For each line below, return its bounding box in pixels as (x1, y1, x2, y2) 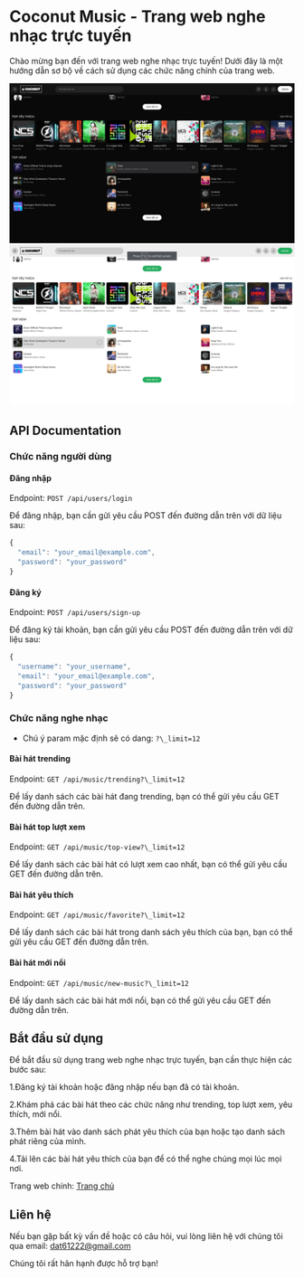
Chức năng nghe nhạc (9, 712, 109, 724)
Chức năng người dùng (9, 450, 112, 463)
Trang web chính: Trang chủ (9, 1180, 115, 1191)
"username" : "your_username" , (17, 662, 131, 671)
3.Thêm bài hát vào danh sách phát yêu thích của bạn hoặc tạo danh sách (9, 1126, 285, 1137)
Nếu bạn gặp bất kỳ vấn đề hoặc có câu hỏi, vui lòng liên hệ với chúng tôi (9, 1231, 283, 1242)
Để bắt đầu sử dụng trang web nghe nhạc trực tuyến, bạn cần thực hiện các (9, 1055, 292, 1065)
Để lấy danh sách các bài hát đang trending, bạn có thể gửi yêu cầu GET (9, 791, 280, 802)
